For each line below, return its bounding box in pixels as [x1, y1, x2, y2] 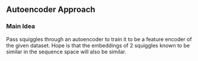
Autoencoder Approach [6, 5, 96, 15]
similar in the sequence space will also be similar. [6, 48, 126, 55]
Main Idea [6, 22, 36, 30]
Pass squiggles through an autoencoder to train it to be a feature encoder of [6, 35, 192, 43]
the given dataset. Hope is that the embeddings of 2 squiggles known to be [6, 42, 190, 49]
